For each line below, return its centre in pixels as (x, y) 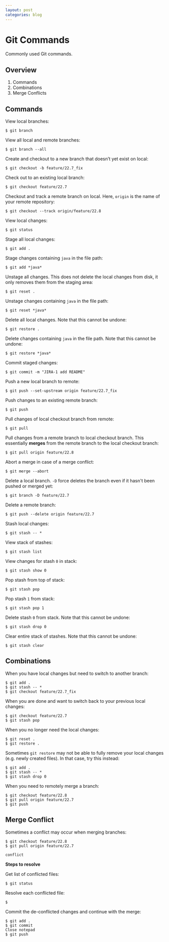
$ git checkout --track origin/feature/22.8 (53, 211)
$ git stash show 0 (26, 570)
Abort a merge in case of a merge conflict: (50, 462)
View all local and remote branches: (43, 140)
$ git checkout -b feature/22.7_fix (44, 168)
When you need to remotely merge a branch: (52, 786)
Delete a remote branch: (31, 505)
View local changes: (26, 221)
